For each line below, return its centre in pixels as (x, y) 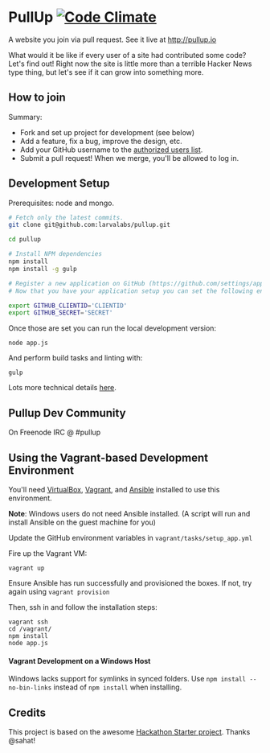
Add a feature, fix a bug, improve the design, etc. (101, 141)
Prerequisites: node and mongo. (61, 203)
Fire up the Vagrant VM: (48, 553)
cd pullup (25, 240)
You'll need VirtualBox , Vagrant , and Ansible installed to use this (114, 489)
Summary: (25, 117)
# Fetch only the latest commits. (66, 217)
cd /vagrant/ (30, 629)
